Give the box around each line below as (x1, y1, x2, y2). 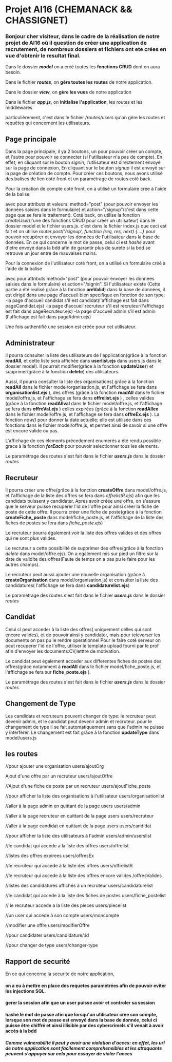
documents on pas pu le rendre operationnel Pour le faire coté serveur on (5, 637, 161, 643)
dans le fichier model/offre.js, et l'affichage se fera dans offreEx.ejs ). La (5, 411, 160, 418)
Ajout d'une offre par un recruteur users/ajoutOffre (5, 773, 113, 779)
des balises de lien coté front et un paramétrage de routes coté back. (5, 176, 152, 182)
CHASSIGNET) (5, 14, 68, 26)
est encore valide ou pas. (5, 428, 59, 434)
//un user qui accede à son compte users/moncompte (5, 913, 120, 919)
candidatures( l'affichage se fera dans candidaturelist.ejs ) (5, 582, 130, 589)
